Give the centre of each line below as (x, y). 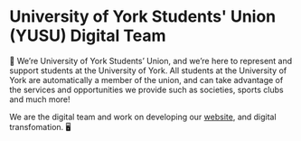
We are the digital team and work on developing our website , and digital (143, 117)
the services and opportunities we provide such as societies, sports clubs (146, 89)
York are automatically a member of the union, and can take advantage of (146, 80)
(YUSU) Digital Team (88, 36)
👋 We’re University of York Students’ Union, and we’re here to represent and (151, 61)
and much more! (40, 99)
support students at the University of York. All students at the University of (148, 70)
